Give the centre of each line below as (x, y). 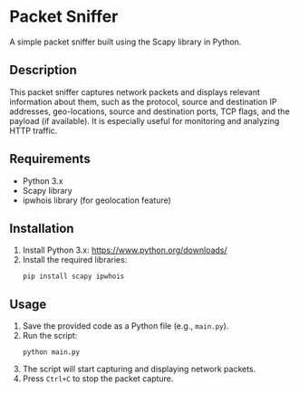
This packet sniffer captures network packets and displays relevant (135, 91)
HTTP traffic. (34, 130)
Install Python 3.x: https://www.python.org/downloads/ (125, 250)
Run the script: (50, 336)
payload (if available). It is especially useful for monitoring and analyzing (145, 120)
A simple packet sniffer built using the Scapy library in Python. (125, 42)
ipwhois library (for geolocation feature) (97, 200)
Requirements (50, 159)
